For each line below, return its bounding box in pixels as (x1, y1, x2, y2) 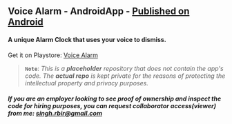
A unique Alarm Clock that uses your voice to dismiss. (8, 35, 166, 43)
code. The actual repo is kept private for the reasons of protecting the (24, 72, 226, 80)
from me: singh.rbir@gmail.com (8, 110, 103, 118)
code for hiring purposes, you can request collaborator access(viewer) (8, 102, 217, 110)
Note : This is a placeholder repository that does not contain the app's (24, 64, 224, 72)
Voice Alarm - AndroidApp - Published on (8, 6, 190, 17)
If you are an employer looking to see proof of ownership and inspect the (8, 94, 222, 103)
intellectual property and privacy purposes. (24, 79, 149, 87)
